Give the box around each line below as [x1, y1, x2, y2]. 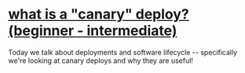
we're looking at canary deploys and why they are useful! [8, 56, 194, 65]
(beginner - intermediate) [8, 22, 177, 40]
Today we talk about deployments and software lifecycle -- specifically [8, 47, 238, 57]
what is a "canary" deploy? [8, 5, 190, 23]
